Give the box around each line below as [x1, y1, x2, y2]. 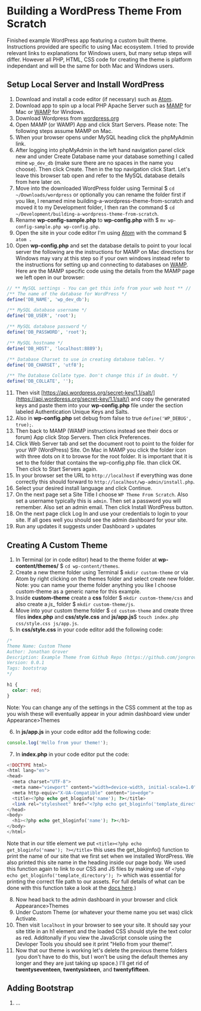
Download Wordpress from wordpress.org [15, 114, 119, 122]
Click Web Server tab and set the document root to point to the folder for [15, 440, 194, 447]
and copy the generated [131, 395, 190, 402]
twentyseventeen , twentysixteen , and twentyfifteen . [15, 965, 150, 973]
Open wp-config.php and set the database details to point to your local [15, 241, 191, 249]
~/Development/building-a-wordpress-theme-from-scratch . [15, 210, 159, 217]
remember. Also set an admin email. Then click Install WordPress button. [15, 504, 194, 511]
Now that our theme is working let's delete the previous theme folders [15, 946, 187, 954]
